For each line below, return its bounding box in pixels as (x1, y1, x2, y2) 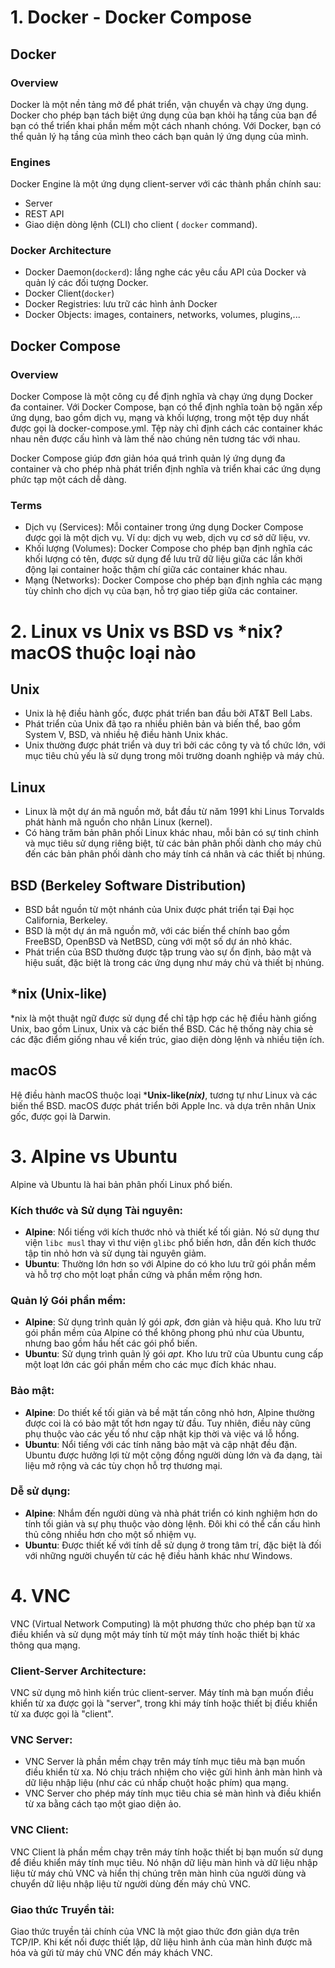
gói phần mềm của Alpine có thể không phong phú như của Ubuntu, (24, 1327, 305, 1339)
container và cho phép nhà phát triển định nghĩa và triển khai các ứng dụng (10, 463, 322, 475)
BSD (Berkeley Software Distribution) (10, 877, 247, 894)
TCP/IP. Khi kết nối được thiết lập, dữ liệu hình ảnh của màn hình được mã (10, 1936, 313, 1948)
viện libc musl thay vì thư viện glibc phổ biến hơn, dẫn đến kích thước (24, 1236, 317, 1248)
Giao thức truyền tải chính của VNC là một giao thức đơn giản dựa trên (10, 1925, 300, 1937)
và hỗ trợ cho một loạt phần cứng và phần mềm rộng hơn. (24, 1268, 263, 1280)
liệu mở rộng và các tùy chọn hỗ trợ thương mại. (24, 1459, 223, 1471)
